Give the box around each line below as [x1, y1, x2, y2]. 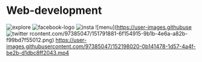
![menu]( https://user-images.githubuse [95, 23, 192, 31]
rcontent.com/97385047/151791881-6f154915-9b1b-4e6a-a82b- [29, 29, 188, 37]
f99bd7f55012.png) [6, 36, 55, 43]
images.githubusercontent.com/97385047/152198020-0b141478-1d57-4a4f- [6, 43, 196, 50]
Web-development [6, 4, 102, 17]
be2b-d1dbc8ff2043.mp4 [6, 49, 69, 56]
